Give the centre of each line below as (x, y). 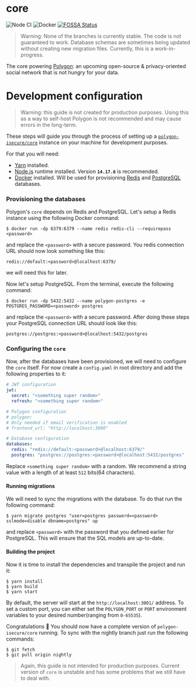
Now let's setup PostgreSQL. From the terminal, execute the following (90, 284)
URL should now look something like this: (56, 251)
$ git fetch (20, 650)
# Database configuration (37, 439)
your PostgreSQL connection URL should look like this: (72, 323)
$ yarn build (22, 587)
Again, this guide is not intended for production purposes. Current (100, 666)
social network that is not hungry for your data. (63, 72)
